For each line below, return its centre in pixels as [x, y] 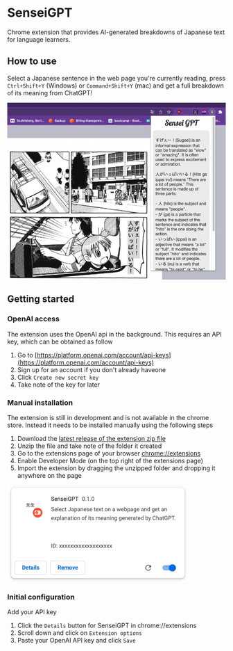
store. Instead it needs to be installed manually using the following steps [110, 425]
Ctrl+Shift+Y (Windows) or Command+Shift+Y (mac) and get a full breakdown [115, 86]
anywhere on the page [49, 475]
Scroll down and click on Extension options [79, 633]
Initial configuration [41, 597]
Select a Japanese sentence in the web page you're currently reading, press [116, 78]
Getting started [41, 299]
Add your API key [32, 612]
